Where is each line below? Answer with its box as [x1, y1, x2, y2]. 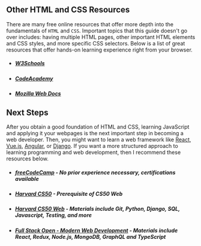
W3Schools [14, 60, 45, 67]
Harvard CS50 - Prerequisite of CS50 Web [14, 190, 123, 197]
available [14, 175, 39, 182]
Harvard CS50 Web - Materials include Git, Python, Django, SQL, [14, 205, 180, 212]
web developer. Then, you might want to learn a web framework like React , [6, 136, 191, 143]
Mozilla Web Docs [14, 90, 61, 98]
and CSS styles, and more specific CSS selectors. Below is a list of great [6, 40, 185, 47]
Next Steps [6, 107, 49, 117]
